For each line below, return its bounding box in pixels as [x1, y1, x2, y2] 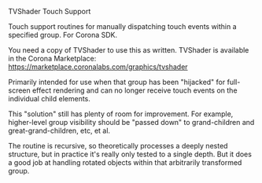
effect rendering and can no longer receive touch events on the [31, 86, 238, 95]
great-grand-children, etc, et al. [8, 126, 111, 135]
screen [8, 86, 31, 95]
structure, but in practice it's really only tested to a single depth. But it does [8, 149, 252, 159]
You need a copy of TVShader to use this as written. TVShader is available [8, 46, 249, 54]
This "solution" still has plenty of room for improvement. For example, [8, 109, 234, 119]
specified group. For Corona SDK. [8, 31, 118, 39]
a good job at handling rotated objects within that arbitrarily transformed [8, 158, 242, 167]
